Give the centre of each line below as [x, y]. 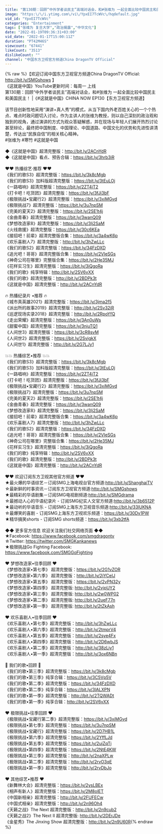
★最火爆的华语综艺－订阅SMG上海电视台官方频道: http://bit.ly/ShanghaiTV [79, 483]
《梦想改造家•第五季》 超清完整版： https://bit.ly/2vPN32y [63, 582]
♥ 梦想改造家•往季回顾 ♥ [31, 563]
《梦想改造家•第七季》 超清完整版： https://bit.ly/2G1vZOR [63, 570]
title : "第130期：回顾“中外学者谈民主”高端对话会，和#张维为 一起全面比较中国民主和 [81, 10]
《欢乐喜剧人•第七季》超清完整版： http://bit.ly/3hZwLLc [61, 623]
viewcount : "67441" [25, 46]
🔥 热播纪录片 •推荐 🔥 [26, 296]
